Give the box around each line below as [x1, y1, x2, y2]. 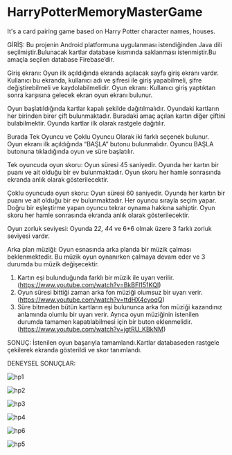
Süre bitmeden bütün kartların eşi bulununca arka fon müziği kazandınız [17, 302, 223, 311]
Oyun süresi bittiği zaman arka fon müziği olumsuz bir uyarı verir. [17, 288, 203, 296]
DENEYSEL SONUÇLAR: [7, 359, 76, 368]
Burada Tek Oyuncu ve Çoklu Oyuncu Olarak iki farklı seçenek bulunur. [7, 132, 210, 141]
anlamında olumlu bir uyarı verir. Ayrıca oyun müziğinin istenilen [17, 310, 199, 318]
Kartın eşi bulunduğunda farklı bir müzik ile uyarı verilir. [17, 273, 175, 282]
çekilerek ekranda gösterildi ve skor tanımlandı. [7, 345, 142, 354]
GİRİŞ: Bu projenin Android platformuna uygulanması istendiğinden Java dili [7, 40, 222, 49]
